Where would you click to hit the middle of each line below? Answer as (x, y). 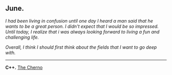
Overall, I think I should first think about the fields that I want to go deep (81, 47)
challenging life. (22, 37)
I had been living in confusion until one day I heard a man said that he (79, 21)
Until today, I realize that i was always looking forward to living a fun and (82, 32)
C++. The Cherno (24, 67)
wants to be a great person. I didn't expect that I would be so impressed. (82, 26)
